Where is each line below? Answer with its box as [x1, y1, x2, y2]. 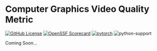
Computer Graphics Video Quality [5, 3, 149, 15]
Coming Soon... [5, 40, 38, 46]
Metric [5, 14, 34, 25]
